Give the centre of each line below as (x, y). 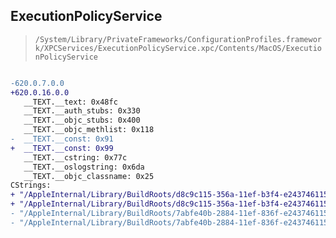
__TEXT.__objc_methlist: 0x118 (89, 130)
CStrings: (31, 185)
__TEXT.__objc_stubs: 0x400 (82, 120)
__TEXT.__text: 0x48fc (70, 102)
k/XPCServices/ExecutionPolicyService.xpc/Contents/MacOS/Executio (178, 48)
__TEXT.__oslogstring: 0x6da (84, 167)
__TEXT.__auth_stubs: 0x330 (82, 111)
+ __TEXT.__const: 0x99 (62, 148)
